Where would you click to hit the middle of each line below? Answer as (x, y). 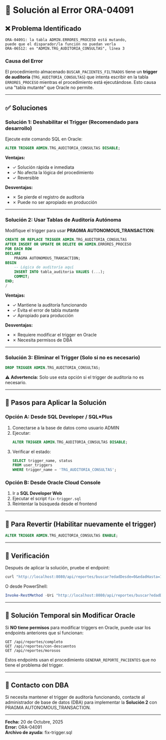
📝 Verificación (27, 556)
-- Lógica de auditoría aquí (44, 268)
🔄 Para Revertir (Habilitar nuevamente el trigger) (81, 524)
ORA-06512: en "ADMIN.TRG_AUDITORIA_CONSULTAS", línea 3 (65, 49)
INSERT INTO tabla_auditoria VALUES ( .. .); (60, 272)
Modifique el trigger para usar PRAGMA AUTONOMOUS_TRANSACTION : (80, 231)
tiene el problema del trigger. (35, 665)
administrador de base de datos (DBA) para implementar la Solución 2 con (81, 702)
